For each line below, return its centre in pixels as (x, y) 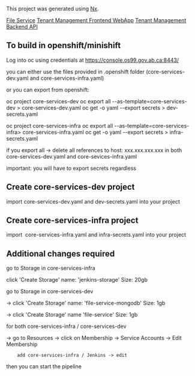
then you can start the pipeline (44, 366)
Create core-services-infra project (72, 221)
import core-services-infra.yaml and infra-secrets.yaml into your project (96, 235)
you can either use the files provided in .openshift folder (76, 71)
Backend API (22, 27)
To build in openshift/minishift (64, 45)
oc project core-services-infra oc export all (60, 126)
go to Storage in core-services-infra (51, 268)
